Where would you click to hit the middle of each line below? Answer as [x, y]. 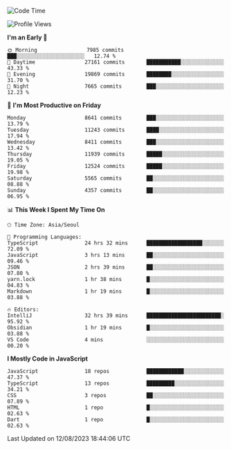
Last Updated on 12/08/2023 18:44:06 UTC [69, 438]
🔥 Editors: [23, 309]
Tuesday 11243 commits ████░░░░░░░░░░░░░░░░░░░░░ [116, 130]
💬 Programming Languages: [44, 237]
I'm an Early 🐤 [27, 37]
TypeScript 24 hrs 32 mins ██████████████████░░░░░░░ [116, 243]
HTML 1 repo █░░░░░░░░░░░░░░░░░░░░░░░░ [116, 408]
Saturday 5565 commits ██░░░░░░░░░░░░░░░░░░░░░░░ [116, 178]
